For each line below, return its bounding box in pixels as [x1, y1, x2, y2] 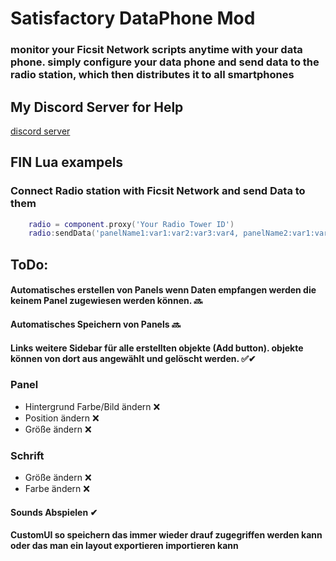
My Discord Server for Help [10, 98, 184, 116]
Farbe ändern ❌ [24, 483, 90, 495]
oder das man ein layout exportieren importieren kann [10, 540, 239, 552]
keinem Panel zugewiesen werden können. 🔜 [10, 295, 203, 307]
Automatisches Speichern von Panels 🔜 [10, 318, 181, 330]
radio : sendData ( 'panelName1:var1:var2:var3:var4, [28, 228, 240, 239]
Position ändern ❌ [24, 412, 100, 424]
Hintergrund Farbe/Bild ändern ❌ [24, 400, 161, 412]
